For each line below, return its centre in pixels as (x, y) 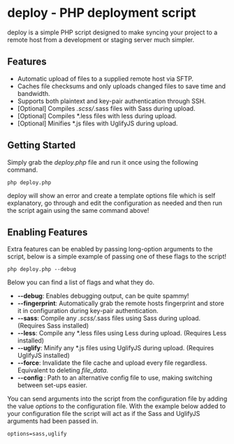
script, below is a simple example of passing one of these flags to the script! (117, 256)
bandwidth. (34, 93)
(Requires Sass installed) (53, 326)
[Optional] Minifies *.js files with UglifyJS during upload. (97, 123)
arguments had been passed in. (53, 421)
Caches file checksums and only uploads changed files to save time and (121, 86)
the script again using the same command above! (78, 210)
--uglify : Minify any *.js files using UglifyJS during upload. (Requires (116, 348)
